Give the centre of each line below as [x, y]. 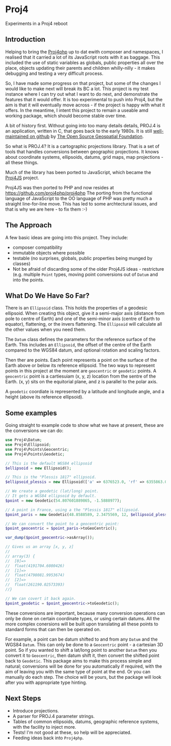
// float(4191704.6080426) [35, 566]
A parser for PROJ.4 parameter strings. [54, 716]
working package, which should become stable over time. [66, 116]
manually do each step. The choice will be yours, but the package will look [83, 677]
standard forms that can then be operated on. [53, 629]
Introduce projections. [36, 710]
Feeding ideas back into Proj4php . [48, 738]
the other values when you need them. [46, 330]
